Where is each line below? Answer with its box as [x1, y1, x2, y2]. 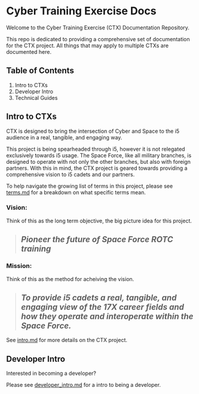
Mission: [6, 262, 32, 270]
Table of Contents [6, 66, 75, 76]
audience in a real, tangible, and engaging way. [6, 133, 123, 141]
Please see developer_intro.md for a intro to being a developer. [6, 381, 161, 389]
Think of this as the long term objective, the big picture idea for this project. [6, 217, 192, 224]
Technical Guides [14, 94, 58, 101]
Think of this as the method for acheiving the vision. [6, 275, 134, 282]
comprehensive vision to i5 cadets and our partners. [6, 170, 135, 178]
